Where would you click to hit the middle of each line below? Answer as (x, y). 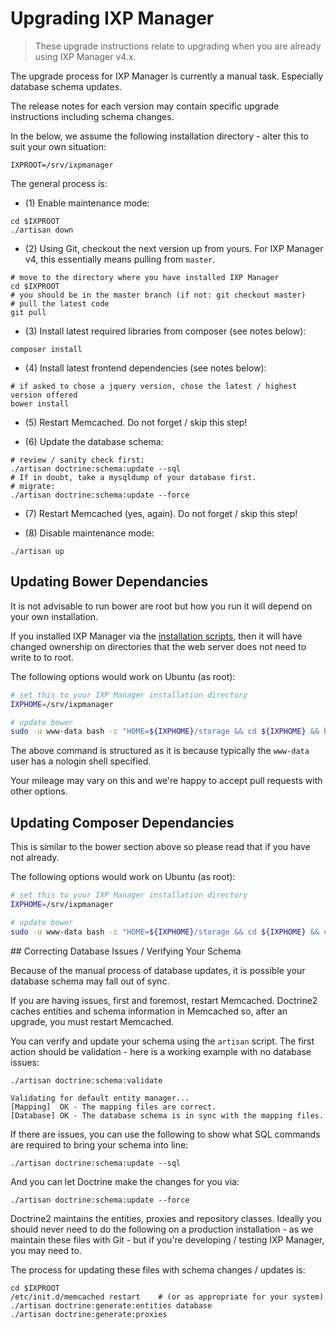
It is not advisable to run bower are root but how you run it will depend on (161, 606)
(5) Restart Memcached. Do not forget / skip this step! (136, 422)
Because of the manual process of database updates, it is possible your (158, 970)
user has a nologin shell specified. (81, 761)
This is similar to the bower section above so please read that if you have (160, 847)
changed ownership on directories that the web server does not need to (158, 646)
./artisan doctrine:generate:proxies (89, 1314)
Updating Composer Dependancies (122, 822)
